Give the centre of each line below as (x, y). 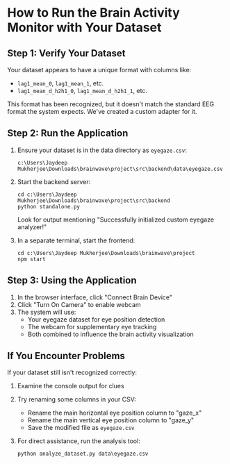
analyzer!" (32, 226)
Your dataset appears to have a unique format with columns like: (99, 70)
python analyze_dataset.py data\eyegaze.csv (83, 454)
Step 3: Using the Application (72, 280)
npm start (32, 259)
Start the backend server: (54, 181)
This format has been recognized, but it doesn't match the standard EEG (110, 104)
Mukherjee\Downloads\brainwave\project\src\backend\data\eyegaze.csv (120, 169)
